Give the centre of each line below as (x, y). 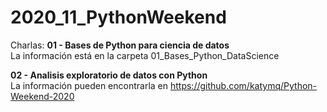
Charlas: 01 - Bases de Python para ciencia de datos (120, 45)
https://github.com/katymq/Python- (243, 85)
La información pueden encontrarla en (89, 85)
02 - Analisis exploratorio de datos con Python (109, 75)
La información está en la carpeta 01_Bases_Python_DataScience (145, 55)
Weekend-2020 (42, 96)
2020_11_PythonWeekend (118, 17)
